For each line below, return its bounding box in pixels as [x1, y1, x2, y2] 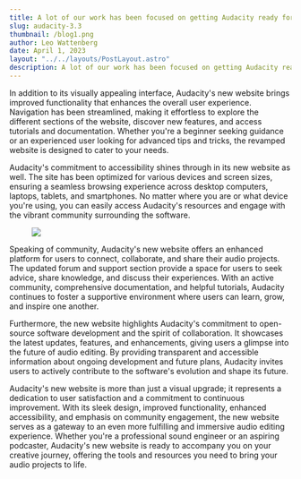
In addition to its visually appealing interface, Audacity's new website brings [9, 87, 290, 98]
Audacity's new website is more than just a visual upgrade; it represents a [9, 382, 282, 394]
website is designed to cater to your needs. [9, 144, 169, 155]
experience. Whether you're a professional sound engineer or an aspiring [9, 431, 280, 441]
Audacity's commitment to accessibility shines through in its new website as [9, 162, 291, 173]
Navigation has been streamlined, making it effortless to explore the [9, 107, 260, 117]
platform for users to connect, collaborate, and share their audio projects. [9, 252, 280, 264]
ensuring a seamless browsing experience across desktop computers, [9, 181, 269, 192]
